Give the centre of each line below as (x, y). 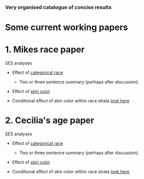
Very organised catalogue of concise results (58, 7)
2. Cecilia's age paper (50, 120)
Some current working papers (67, 27)
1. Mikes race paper (45, 50)
